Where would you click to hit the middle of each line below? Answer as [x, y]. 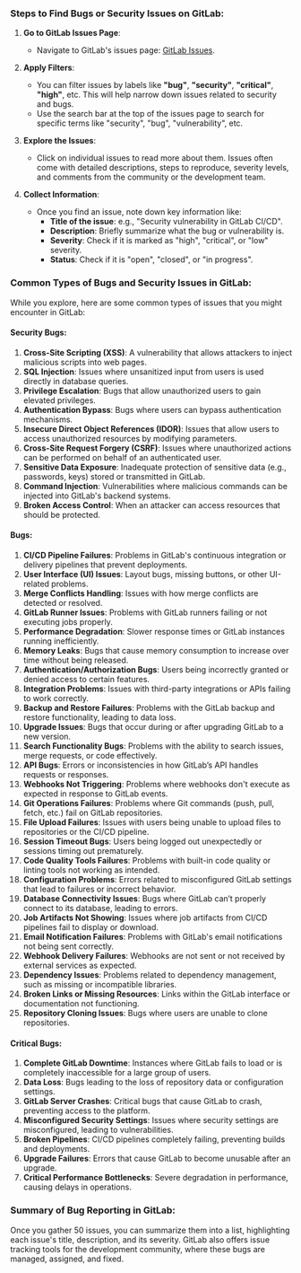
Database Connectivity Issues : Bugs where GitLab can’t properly [145, 899]
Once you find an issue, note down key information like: [139, 212]
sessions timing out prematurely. [83, 851]
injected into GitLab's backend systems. [97, 496]
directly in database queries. [76, 381]
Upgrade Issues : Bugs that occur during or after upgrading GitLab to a [153, 727]
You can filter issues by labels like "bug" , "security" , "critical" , [155, 85]
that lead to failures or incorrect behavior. [99, 889]
